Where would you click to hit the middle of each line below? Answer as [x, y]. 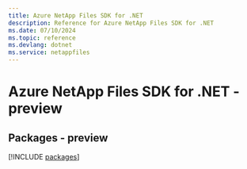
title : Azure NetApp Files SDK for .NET [76, 15]
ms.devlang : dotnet [40, 45]
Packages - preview [58, 138]
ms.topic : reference [42, 38]
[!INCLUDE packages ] [44, 157]
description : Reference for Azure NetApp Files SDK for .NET [111, 23]
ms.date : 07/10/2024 [42, 30]
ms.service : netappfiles [49, 52]
